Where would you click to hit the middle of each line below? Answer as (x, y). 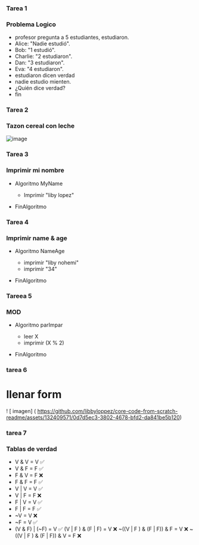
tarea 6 (17, 370)
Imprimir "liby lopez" (49, 195)
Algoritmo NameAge (40, 251)
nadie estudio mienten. (43, 82)
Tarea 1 (17, 8)
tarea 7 (16, 433)
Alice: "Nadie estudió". (42, 44)
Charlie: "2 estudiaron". (43, 56)
